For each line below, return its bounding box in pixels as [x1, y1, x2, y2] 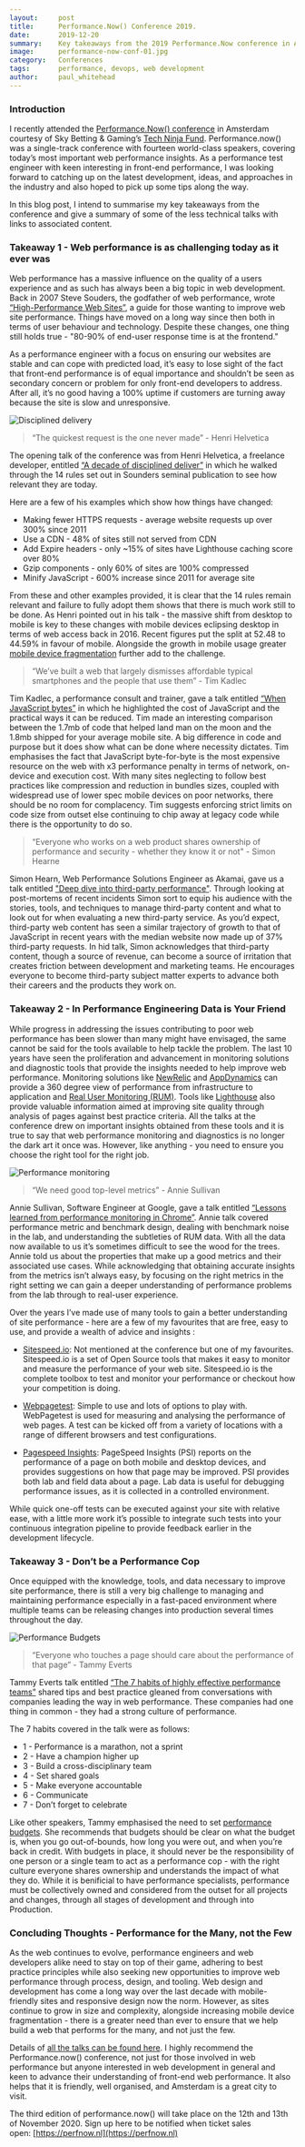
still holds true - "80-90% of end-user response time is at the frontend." [9, 331, 279, 342]
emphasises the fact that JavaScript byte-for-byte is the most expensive [9, 751, 280, 762]
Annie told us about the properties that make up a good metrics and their [9, 1250, 282, 1261]
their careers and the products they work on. [9, 980, 177, 991]
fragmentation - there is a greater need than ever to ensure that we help [9, 2015, 279, 2026]
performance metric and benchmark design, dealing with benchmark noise [9, 1221, 290, 1232]
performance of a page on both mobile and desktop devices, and [22, 1456, 266, 1467]
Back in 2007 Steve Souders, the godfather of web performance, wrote [9, 292, 275, 303]
